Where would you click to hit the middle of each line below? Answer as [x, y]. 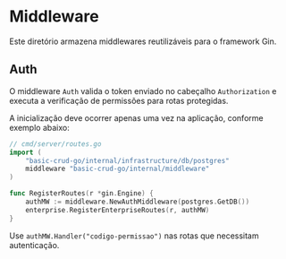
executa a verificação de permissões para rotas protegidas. [119, 100]
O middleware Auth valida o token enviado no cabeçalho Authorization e [143, 91]
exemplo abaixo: [39, 127]
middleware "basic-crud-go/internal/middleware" [118, 169]
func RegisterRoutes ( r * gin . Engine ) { [81, 194]
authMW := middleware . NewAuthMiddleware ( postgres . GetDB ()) [138, 202]
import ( [25, 152]
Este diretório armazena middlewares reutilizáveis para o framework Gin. [143, 41]
